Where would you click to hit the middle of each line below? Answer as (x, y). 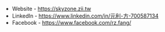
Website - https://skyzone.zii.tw (51, 9)
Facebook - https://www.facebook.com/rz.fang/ (71, 23)
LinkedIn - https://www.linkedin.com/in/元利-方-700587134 (85, 16)
